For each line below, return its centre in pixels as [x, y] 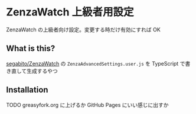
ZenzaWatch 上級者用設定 [70, 12]
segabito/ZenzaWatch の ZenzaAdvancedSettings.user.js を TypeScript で [96, 63]
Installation [27, 90]
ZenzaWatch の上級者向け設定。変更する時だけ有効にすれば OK [83, 30]
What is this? [31, 49]
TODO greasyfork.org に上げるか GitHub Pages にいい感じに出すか [88, 105]
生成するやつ [42, 71]
